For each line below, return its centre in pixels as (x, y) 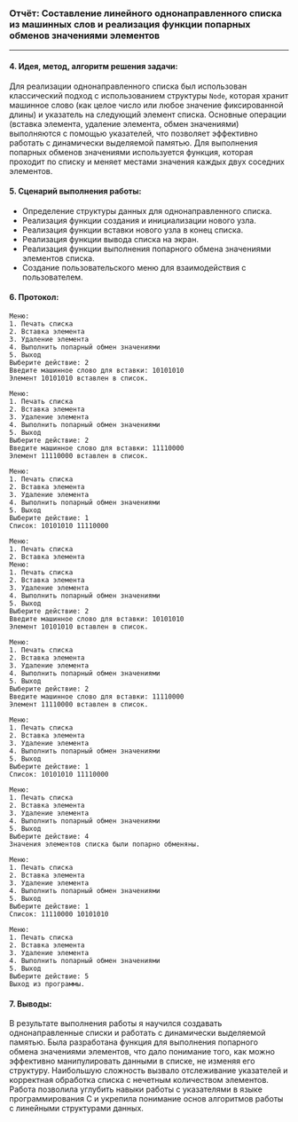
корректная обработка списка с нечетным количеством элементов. (139, 1080)
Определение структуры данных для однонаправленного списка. (147, 210)
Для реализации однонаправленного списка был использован (128, 86)
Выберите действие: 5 (49, 976)
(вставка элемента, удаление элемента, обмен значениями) (124, 123)
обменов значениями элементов (85, 36)
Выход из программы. (47, 984)
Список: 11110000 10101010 (59, 914)
